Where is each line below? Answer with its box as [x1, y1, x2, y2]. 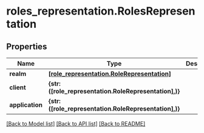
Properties [6, 41, 47, 52]
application [9, 101, 42, 109]
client [9, 83, 26, 92]
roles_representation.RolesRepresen [6, 4, 195, 18]
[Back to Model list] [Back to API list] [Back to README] [6, 120, 146, 127]
